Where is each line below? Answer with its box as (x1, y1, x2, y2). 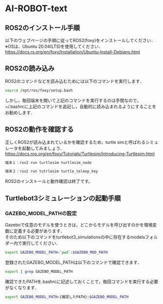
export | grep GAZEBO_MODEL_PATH (5, 269, 73, 274)
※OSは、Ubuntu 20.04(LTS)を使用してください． (5, 43, 103, 49)
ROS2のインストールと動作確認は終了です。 (5, 179, 93, 184)
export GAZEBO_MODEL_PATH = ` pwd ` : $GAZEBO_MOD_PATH (5, 250, 108, 255)
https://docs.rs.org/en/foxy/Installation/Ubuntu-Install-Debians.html (5, 49, 140, 55)
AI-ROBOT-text (5, 3, 68, 14)
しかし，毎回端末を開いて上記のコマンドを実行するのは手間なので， (5, 97, 142, 103)
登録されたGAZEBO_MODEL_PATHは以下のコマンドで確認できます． (5, 259, 142, 265)
